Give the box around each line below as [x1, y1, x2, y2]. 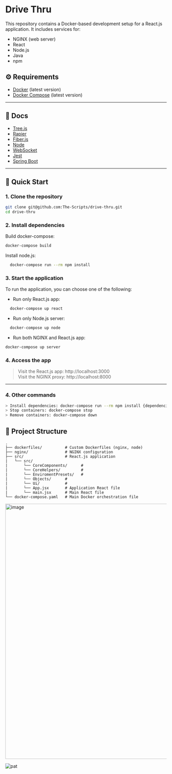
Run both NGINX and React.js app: [12, 335, 85, 341]
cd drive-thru [5, 210, 36, 215]
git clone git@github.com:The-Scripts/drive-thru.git [5, 204, 123, 210]
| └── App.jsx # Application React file [5, 485, 120, 490]
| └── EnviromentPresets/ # [5, 472, 83, 477]
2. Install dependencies [5, 221, 65, 229]
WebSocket [12, 147, 37, 153]
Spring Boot [12, 158, 38, 164]
